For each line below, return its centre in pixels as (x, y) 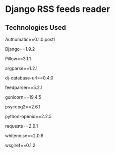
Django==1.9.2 (20, 49)
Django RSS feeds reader (58, 9)
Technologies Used (35, 28)
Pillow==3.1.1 (18, 59)
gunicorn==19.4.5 (23, 97)
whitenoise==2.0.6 (24, 136)
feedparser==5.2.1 (24, 87)
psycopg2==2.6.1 (23, 107)
